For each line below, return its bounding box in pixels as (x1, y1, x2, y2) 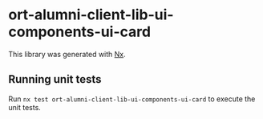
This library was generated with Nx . (8, 49, 126, 59)
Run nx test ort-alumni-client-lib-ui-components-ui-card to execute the (8, 94, 256, 104)
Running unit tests (8, 72, 102, 86)
